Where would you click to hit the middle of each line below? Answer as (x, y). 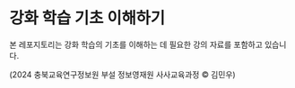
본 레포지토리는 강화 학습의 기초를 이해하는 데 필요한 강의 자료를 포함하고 (136, 44)
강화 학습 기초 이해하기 (87, 18)
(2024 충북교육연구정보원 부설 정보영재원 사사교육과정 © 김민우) (122, 74)
